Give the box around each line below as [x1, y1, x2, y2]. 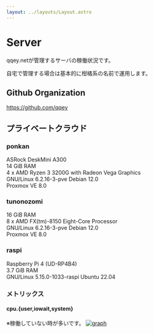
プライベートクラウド [6, 123, 87, 134]
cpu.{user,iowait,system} [6, 305, 74, 313]
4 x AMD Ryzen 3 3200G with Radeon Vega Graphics [6, 169, 141, 177]
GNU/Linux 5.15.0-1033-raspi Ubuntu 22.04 [6, 273, 116, 280]
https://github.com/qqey [6, 104, 68, 111]
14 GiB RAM [6, 163, 36, 170]
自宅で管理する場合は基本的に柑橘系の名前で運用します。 [6, 69, 152, 77]
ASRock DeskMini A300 [6, 156, 67, 163]
